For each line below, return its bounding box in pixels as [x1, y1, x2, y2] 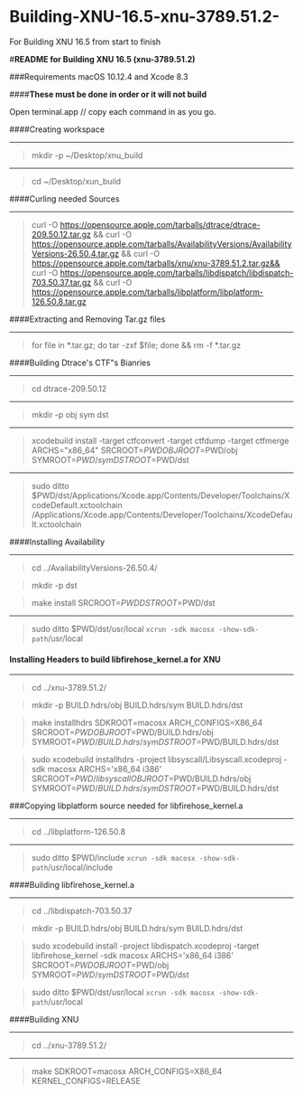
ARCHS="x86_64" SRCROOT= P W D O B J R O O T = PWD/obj [31, 445, 239, 456]
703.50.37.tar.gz [31, 277, 92, 288]
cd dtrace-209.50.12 [31, 382, 107, 394]
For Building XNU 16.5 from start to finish [9, 36, 161, 47]
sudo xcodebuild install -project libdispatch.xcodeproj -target [31, 940, 260, 951]
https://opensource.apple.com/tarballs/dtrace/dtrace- [60, 219, 262, 230]
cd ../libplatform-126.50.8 [31, 826, 126, 837]
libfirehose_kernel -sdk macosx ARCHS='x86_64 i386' [31, 950, 234, 961]
